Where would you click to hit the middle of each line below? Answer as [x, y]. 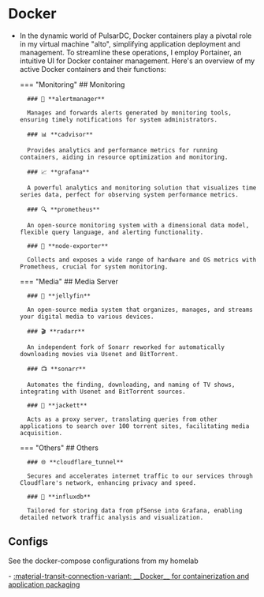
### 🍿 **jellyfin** [59, 296]
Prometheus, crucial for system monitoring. [94, 267]
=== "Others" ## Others [59, 448]
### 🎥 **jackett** [57, 405]
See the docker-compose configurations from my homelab [103, 561]
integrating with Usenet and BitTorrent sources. [103, 392]
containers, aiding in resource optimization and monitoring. [124, 157]
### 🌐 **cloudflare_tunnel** [75, 462]
